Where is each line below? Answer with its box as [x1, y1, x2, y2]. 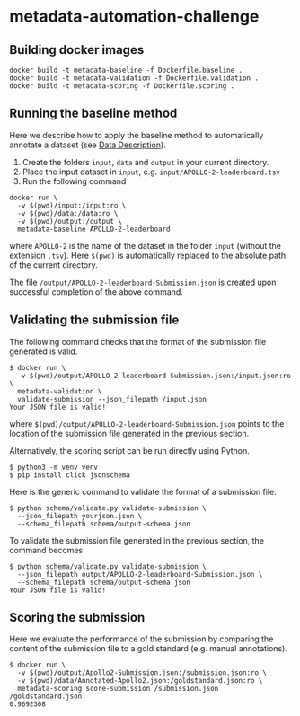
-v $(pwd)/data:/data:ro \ [17, 208, 119, 217]
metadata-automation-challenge [9, 6, 260, 27]
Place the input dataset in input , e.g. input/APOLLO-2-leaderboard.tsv [22, 166, 280, 177]
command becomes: [9, 544, 85, 555]
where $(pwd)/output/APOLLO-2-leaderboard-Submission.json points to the [9, 418, 285, 429]
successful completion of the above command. [9, 286, 184, 297]
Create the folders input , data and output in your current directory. [22, 156, 269, 167]
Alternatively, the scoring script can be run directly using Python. [9, 445, 250, 455]
